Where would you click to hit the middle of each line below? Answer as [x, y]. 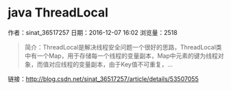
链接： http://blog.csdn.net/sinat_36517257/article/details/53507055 [104, 79]
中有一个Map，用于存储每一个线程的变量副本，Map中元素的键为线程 [121, 56]
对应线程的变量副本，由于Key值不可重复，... [111, 64]
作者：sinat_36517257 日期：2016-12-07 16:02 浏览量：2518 [93, 32]
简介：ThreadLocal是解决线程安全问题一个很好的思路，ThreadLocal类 [123, 47]
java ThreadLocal [58, 13]
